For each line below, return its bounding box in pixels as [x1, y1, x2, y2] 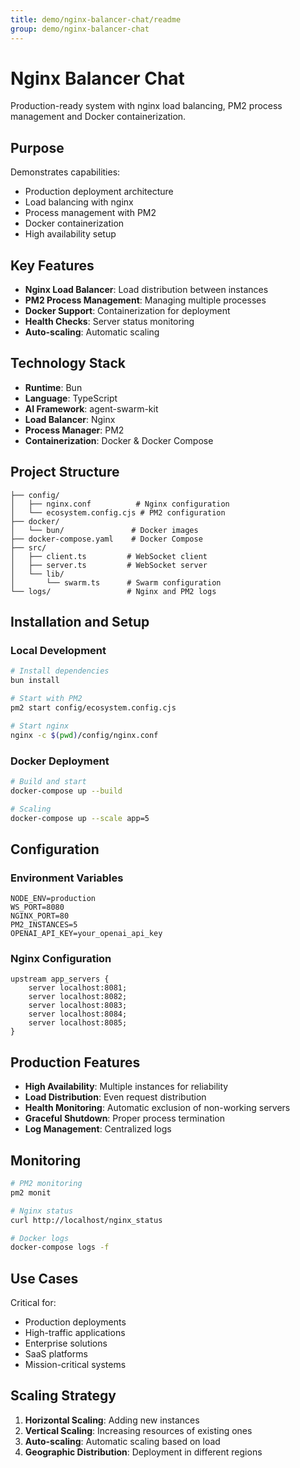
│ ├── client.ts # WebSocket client [10, 551, 208, 561]
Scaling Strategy [10, 1387, 117, 1405]
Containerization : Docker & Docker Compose [24, 434, 214, 446]
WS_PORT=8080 [10, 902, 65, 913]
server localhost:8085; [28, 1018, 128, 1028]
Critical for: [10, 1297, 57, 1309]
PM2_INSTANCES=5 [10, 920, 78, 930]
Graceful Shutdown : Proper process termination [24, 1112, 226, 1125]
